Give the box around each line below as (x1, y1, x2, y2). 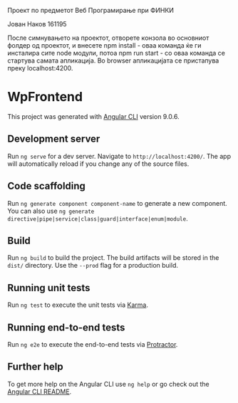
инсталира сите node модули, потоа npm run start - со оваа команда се (7, 49, 226, 57)
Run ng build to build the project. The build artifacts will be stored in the (7, 253, 219, 262)
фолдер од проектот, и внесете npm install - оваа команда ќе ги (7, 41, 202, 49)
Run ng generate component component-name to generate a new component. (7, 199, 228, 207)
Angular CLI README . (7, 387, 72, 396)
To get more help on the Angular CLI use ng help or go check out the (7, 380, 209, 388)
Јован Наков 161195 (7, 20, 67, 28)
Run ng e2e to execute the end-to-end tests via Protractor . (7, 340, 178, 348)
